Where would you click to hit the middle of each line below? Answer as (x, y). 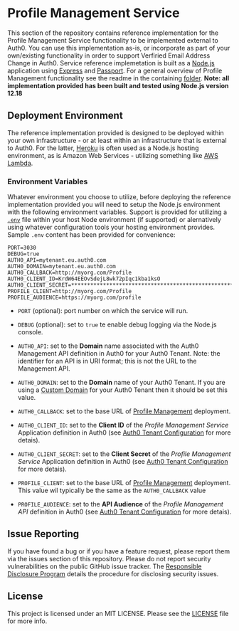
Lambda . (20, 163)
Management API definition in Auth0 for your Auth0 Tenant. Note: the (119, 354)
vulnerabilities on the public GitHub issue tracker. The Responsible (105, 566)
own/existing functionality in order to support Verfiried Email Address (109, 55)
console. (30, 332)
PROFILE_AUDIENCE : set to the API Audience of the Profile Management (121, 504)
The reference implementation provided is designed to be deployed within (116, 132)
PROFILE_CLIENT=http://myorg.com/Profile (70, 292)
